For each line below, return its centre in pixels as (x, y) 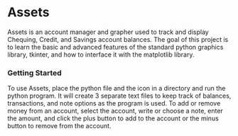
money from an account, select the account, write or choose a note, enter (115, 111)
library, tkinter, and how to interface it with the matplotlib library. (101, 55)
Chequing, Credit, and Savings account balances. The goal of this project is (118, 39)
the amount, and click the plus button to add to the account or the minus (113, 118)
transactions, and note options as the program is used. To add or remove (114, 103)
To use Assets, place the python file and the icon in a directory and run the (117, 89)
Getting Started (34, 73)
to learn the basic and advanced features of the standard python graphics (115, 47)
